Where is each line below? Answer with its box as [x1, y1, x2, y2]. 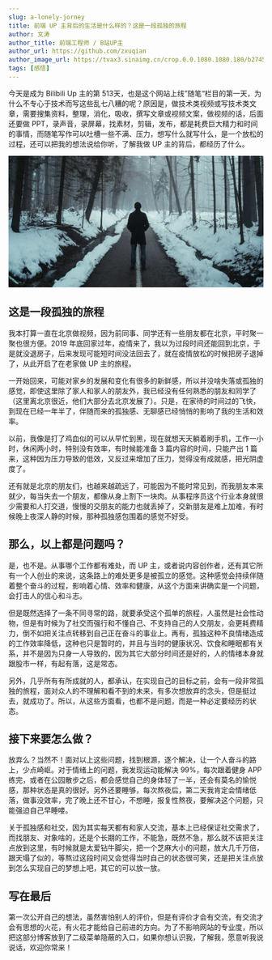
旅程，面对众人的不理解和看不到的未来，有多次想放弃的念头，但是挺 [22, 686, 249, 695]
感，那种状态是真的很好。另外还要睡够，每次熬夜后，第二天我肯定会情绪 [8, 785, 249, 795]
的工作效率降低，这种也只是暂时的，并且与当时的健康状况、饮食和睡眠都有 [8, 638, 257, 648]
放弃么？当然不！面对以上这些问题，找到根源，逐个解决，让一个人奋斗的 [8, 755, 249, 765]
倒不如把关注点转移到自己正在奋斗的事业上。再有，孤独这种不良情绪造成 [22, 628, 264, 638]
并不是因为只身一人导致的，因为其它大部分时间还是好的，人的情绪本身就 [22, 648, 264, 658]
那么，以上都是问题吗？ [8, 537, 125, 551]
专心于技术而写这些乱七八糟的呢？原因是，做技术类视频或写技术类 [29, 98, 249, 108]
